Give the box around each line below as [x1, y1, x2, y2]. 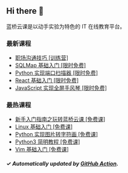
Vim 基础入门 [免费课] [14, 146, 69, 153]
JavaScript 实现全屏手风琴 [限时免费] [14, 84, 107, 92]
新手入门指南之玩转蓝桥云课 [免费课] [14, 116, 106, 123]
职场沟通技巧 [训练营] [14, 54, 68, 61]
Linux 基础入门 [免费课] [14, 123, 73, 130]
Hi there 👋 [6, 6, 44, 16]
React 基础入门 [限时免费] [14, 77, 79, 84]
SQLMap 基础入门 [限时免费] [14, 61, 86, 69]
